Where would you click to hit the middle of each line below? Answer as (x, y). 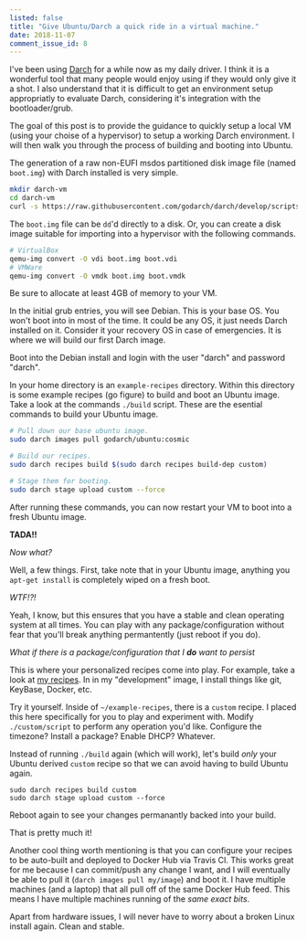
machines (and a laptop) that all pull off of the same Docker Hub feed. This (150, 889)
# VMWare (26, 267)
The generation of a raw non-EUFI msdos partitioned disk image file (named (153, 163)
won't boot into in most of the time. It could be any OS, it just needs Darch (148, 321)
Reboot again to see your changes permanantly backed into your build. (143, 815)
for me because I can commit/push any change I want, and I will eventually (150, 870)
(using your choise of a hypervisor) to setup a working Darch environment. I (152, 136)
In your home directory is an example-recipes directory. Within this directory (152, 386)
